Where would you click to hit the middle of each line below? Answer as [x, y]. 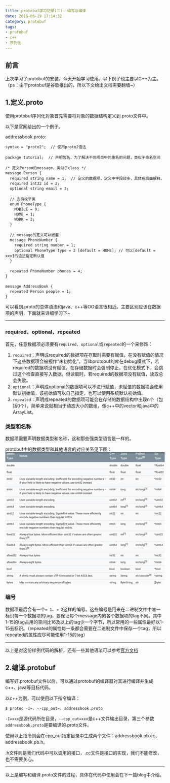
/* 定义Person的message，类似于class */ [46, 168]
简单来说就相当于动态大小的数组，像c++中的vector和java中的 [95, 405]
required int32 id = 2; [35, 183]
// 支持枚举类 [23, 199]
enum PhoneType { [28, 204]
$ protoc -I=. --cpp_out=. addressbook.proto [54, 708]
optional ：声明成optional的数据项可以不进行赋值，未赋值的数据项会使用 [88, 387]
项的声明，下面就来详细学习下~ [38, 313]
